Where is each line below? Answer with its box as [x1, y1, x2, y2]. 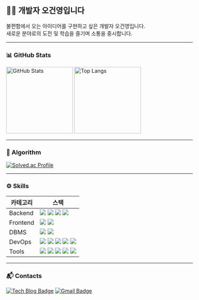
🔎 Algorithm [6, 149, 41, 157]
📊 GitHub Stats [6, 51, 52, 59]
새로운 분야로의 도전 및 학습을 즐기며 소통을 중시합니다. [6, 30, 133, 37]
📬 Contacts [6, 272, 43, 280]
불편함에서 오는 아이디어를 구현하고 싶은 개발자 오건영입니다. [6, 22, 146, 30]
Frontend [9, 218, 34, 227]
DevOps [9, 237, 32, 246]
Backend [9, 209, 34, 217]
